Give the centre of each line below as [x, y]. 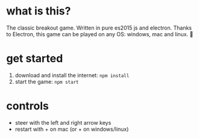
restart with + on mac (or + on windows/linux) [72, 129]
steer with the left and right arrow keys [63, 122]
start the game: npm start [47, 81]
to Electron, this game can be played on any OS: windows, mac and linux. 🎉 [100, 34]
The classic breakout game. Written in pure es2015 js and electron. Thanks [99, 28]
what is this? [39, 11]
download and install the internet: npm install [72, 75]
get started [35, 59]
